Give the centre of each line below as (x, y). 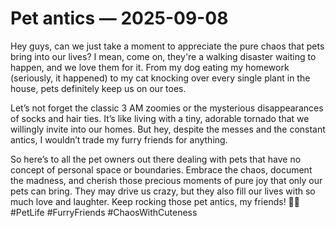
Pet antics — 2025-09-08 (119, 18)
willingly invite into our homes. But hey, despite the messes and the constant (168, 129)
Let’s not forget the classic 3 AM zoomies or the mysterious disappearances (167, 108)
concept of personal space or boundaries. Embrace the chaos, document (161, 169)
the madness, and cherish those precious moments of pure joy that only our (166, 180)
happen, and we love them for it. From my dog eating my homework (150, 67)
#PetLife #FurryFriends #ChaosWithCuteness (104, 212)
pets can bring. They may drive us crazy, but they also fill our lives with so (163, 191)
